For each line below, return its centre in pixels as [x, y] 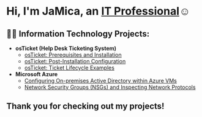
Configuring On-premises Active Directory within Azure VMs [101, 81]
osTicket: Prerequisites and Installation [73, 55]
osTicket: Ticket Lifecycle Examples [69, 68]
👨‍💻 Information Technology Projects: [78, 34]
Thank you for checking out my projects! [85, 106]
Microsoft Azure [36, 74]
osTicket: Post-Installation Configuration [75, 61]
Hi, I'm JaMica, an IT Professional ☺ [99, 11]
